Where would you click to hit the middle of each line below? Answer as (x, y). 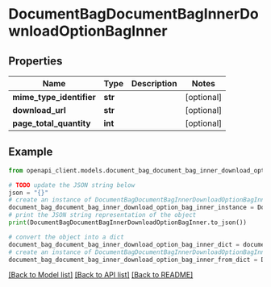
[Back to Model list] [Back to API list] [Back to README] (101, 275)
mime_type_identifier (54, 97)
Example (31, 152)
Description (154, 83)
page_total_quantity (52, 123)
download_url (39, 110)
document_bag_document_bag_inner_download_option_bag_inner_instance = (131, 208)
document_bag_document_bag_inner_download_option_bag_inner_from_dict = (133, 260)
